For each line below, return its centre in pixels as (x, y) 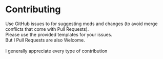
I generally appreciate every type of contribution (56, 51)
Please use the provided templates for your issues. (59, 34)
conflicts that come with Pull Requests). (47, 29)
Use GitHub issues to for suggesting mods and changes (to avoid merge (81, 24)
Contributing (33, 9)
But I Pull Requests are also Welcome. (45, 40)
